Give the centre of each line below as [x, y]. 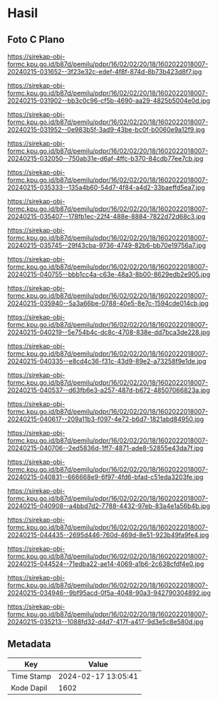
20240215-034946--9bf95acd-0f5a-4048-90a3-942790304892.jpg [109, 593]
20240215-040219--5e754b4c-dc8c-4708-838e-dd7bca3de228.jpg [109, 332]
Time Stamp [31, 676]
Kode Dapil [29, 688]
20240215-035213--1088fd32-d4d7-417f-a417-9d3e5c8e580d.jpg [105, 622]
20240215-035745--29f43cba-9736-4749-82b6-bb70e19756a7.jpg [107, 245]
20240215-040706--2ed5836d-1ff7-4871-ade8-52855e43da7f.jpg [105, 448]
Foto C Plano [36, 40]
